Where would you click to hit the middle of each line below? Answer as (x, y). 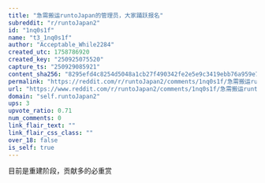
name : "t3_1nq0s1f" (40, 37)
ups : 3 (19, 103)
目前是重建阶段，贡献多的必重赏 (60, 171)
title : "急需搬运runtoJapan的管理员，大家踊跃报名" (86, 15)
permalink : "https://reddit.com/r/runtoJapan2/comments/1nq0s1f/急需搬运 (129, 81)
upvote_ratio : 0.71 (40, 111)
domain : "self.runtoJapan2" (54, 96)
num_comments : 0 (35, 118)
